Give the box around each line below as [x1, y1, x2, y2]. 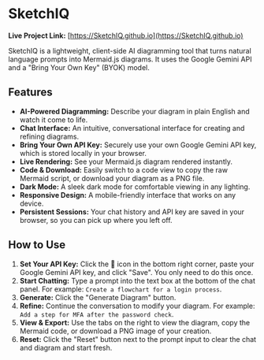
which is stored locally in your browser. [19, 148, 147, 158]
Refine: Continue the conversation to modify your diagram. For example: [19, 301, 255, 310]
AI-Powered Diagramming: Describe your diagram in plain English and [19, 106, 250, 116]
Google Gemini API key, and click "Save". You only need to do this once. [19, 267, 254, 276]
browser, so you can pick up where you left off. [19, 215, 173, 225]
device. [19, 199, 44, 208]
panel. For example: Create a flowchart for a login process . [19, 284, 222, 294]
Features [8, 86, 53, 99]
